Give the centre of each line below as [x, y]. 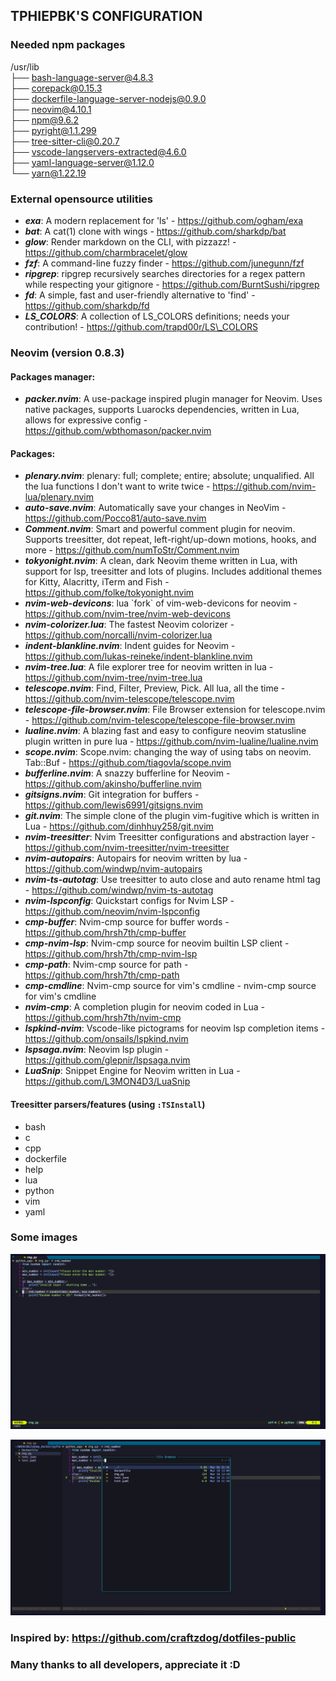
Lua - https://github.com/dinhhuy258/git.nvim [119, 826]
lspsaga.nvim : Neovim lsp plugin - [97, 1050]
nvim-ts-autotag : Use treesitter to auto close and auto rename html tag [172, 880]
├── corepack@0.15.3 [56, 88]
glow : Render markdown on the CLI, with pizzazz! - [130, 241]
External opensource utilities [81, 199]
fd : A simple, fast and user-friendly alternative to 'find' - [140, 295]
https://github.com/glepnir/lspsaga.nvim [107, 1060]
